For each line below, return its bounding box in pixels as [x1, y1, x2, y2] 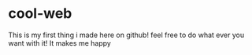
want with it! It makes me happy [8, 38, 112, 47]
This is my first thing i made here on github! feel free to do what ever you [8, 30, 245, 40]
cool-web [8, 5, 72, 22]
